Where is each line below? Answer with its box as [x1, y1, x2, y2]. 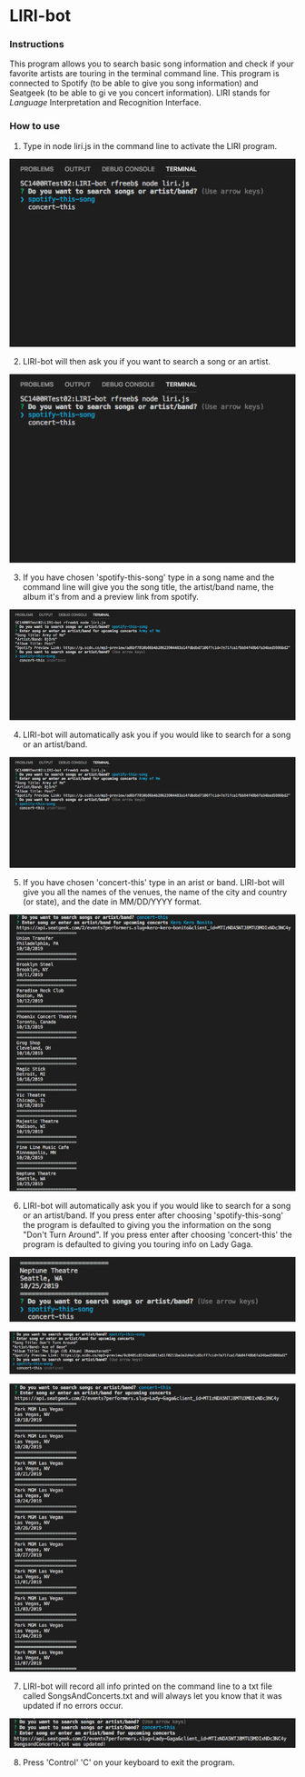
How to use [9, 120, 61, 133]
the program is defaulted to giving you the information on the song [22, 1219, 272, 1230]
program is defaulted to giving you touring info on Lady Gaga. [22, 1238, 254, 1250]
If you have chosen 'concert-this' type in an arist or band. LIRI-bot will [22, 877, 285, 888]
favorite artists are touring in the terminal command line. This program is [9, 68, 280, 79]
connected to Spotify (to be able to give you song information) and [9, 78, 259, 89]
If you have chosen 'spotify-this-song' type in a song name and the [22, 572, 275, 583]
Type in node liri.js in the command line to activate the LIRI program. [22, 140, 278, 151]
